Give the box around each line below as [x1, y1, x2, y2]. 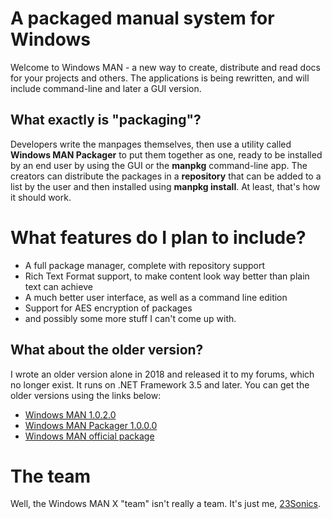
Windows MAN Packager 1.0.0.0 [24, 419, 158, 431]
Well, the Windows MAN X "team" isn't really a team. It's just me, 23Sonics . [10, 498, 322, 510]
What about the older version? [10, 342, 204, 359]
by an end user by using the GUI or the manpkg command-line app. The [10, 159, 308, 171]
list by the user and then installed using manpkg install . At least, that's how [10, 180, 321, 192]
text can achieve [24, 280, 93, 292]
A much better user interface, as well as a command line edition [24, 291, 288, 303]
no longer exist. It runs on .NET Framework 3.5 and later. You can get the [10, 378, 310, 391]
